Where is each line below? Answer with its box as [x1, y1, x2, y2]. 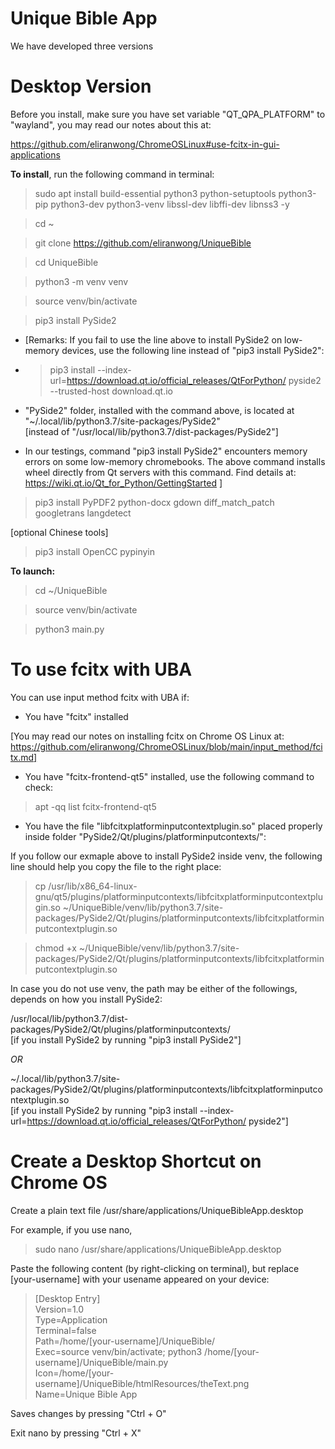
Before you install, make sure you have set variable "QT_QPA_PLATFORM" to [10, 108, 326, 120]
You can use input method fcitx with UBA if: [10, 691, 190, 703]
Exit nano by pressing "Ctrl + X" [10, 1427, 142, 1439]
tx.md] [10, 751, 38, 763]
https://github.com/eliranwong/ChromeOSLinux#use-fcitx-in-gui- [10, 138, 280, 150]
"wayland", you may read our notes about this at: [10, 118, 212, 131]
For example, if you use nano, [10, 1223, 133, 1236]
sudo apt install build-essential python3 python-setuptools [34, 187, 277, 199]
